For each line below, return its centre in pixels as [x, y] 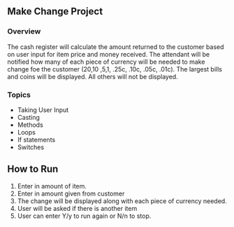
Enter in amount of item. [52, 186]
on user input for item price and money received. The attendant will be [109, 54]
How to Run [33, 169]
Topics [19, 95]
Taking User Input [43, 110]
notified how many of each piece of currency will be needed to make [106, 62]
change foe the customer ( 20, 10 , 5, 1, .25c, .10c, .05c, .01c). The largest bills [115, 69]
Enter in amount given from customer [71, 193]
